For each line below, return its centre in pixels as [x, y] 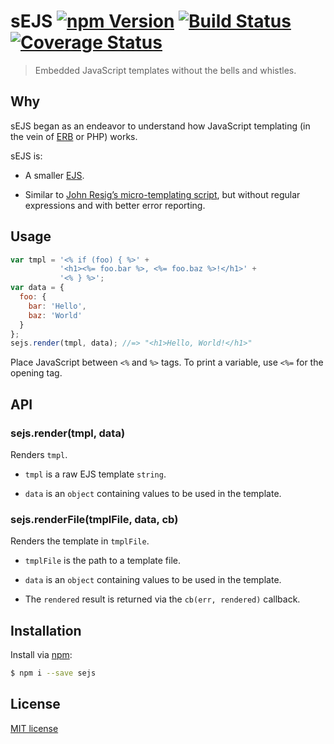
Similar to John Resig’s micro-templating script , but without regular [162, 194]
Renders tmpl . [39, 454]
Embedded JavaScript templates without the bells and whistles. [165, 70]
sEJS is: [26, 156]
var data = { [37, 288]
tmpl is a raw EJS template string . [95, 474]
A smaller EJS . [54, 175]
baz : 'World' [55, 315]
